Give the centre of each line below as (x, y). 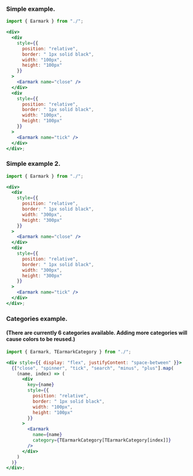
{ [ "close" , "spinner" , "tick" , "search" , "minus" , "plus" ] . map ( (93, 368)
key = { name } (41, 385)
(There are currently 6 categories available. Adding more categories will (97, 333)
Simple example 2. (33, 164)
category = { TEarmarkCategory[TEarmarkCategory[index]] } (102, 440)
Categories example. (37, 319)
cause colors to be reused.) (41, 339)
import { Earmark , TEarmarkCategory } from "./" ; (69, 352)
